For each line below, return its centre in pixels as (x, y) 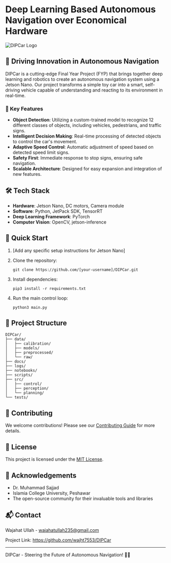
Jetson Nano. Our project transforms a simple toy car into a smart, (75, 84)
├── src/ (15, 379)
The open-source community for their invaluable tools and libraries (83, 498)
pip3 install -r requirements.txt (49, 288)
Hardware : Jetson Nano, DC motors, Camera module (68, 206)
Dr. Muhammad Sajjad (36, 487)
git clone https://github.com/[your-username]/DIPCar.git (75, 269)
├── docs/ (16, 362)
